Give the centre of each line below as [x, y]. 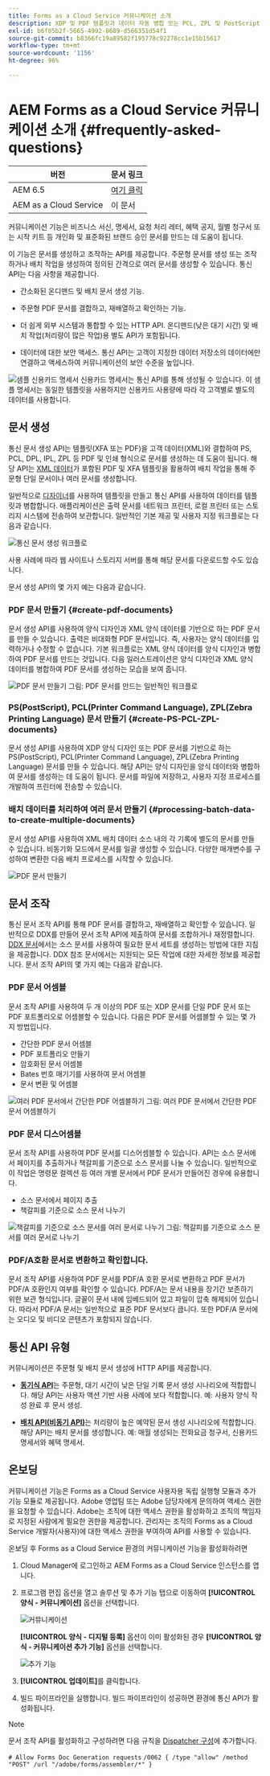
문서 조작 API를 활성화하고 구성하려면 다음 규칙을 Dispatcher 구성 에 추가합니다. [133, 1741]
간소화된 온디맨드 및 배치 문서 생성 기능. [82, 291]
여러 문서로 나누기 [51, 1237]
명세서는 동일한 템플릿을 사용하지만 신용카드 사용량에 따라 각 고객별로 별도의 [136, 389]
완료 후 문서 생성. [55, 1405]
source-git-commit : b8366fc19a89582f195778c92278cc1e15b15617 [115, 38]
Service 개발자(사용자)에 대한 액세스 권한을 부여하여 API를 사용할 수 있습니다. [130, 1531]
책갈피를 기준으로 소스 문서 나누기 [73, 1210]
